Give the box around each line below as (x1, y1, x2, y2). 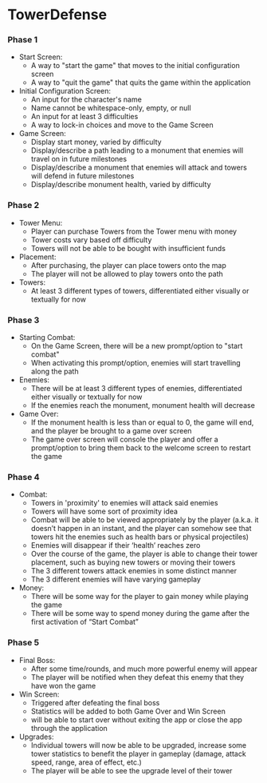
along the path (30, 366, 79, 377)
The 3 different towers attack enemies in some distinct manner (30, 566, 237, 576)
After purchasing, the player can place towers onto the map (30, 260, 226, 270)
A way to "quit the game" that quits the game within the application (30, 78, 251, 87)
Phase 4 (7, 472, 41, 482)
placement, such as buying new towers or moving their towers (30, 557, 236, 567)
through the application (30, 723, 108, 733)
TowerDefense (7, 6, 108, 24)
